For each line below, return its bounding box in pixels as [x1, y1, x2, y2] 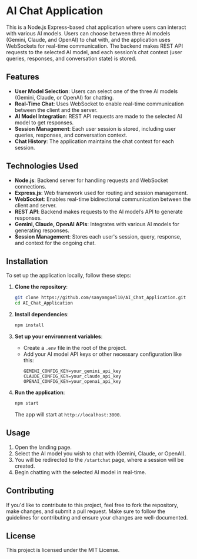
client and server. [14, 201, 57, 209]
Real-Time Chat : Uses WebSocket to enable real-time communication [14, 100, 184, 107]
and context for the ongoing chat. [14, 239, 96, 246]
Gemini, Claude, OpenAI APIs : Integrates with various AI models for [14, 220, 179, 227]
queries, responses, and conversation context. [14, 131, 128, 138]
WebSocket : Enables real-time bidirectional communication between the [14, 196, 191, 203]
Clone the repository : [14, 283, 68, 290]
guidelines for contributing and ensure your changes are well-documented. [6, 514, 188, 521]
